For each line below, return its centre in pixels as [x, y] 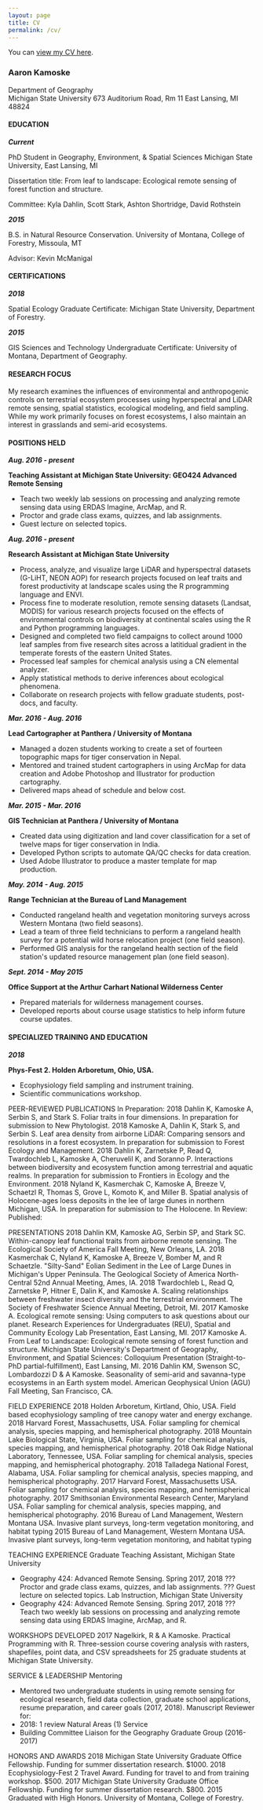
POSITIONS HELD [37, 442]
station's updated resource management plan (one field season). [124, 957]
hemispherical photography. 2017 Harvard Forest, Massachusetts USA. [123, 1481]
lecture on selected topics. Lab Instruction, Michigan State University [131, 1595]
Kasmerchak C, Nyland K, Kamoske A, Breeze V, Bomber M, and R [115, 1257]
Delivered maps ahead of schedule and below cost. [102, 791]
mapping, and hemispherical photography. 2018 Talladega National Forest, [128, 1464]
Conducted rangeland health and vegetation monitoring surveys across [135, 915]
